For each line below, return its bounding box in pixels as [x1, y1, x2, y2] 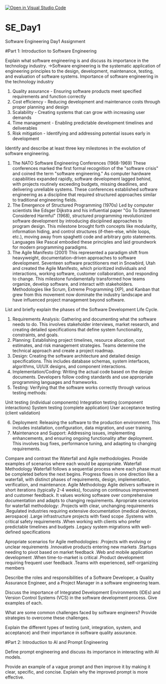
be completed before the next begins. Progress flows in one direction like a [5, 471, 158, 477]
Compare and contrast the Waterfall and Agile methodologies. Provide [5, 455, 148, 461]
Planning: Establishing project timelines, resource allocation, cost [12, 337, 145, 343]
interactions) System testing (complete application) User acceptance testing [5, 404, 161, 411]
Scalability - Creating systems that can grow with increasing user [12, 109, 145, 115]
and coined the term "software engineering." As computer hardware [12, 170, 151, 176]
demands [12, 114, 32, 120]
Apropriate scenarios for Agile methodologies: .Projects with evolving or [5, 538, 152, 544]
